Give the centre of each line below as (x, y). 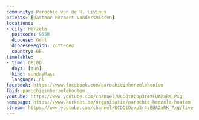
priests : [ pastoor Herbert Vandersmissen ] (60, 18)
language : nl (28, 79)
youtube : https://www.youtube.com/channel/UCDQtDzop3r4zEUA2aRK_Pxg (94, 96)
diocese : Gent (29, 40)
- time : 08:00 (24, 62)
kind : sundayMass (34, 74)
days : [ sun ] (27, 68)
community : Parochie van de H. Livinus (57, 12)
